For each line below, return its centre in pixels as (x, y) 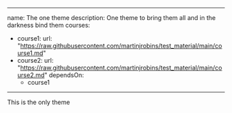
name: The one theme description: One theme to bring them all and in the (112, 18)
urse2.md (31, 75)
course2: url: (35, 60)
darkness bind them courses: (49, 25)
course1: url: (35, 38)
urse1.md (30, 53)
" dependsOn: (64, 75)
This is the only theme (39, 102)
